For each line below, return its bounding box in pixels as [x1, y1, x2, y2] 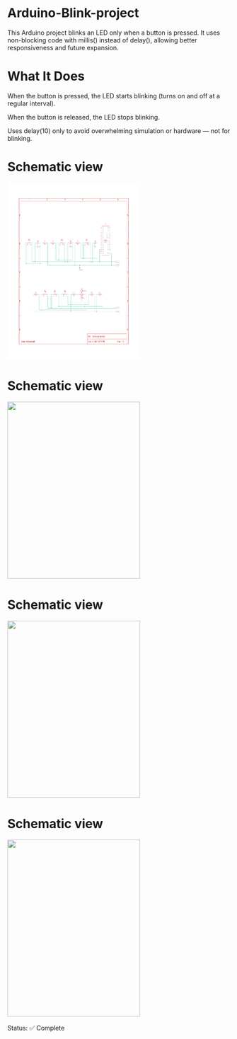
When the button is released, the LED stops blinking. [7, 113, 161, 121]
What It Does [7, 69, 85, 84]
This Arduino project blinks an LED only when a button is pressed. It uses [7, 28, 221, 37]
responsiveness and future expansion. [7, 43, 119, 52]
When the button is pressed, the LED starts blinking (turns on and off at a [7, 91, 221, 100]
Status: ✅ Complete [7, 1023, 65, 1032]
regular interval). [7, 99, 56, 108]
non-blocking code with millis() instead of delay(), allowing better [7, 35, 197, 44]
